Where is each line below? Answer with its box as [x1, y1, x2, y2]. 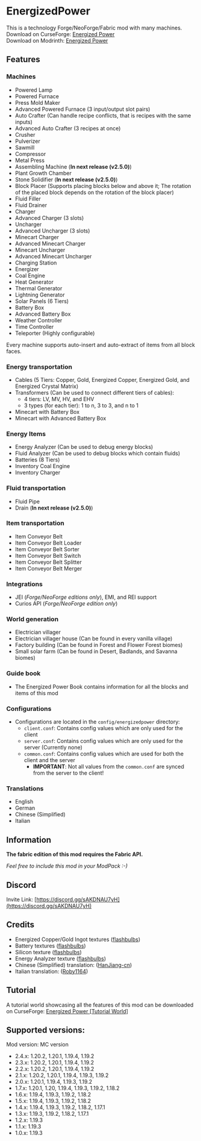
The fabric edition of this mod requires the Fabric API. [6, 851, 143, 858]
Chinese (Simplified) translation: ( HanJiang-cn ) [14, 961, 132, 968]
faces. [6, 348, 22, 355]
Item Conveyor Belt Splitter [14, 558, 82, 566]
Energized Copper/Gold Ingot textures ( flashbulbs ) [14, 936, 141, 943]
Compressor [14, 150, 46, 157]
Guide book [6, 669, 41, 678]
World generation [6, 615, 59, 624]
